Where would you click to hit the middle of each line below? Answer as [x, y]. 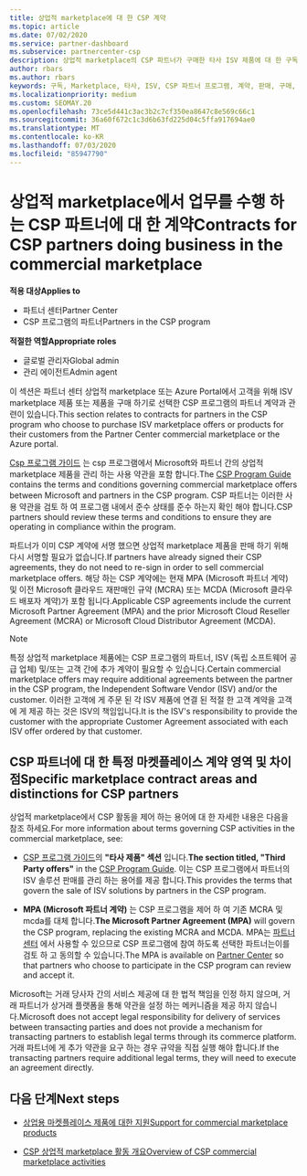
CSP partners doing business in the [146, 244]
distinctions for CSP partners [94, 794]
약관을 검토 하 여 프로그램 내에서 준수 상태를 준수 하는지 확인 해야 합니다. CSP [156, 506]
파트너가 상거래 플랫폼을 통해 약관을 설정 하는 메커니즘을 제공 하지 [136, 1005]
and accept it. [48, 975]
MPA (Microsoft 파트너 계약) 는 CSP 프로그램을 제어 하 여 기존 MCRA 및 [153, 909]
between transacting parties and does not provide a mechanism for [136, 1027]
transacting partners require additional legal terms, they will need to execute [153, 1058]
